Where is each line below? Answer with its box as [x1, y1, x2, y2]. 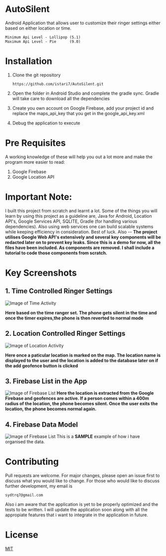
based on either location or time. [5, 25, 72, 31]
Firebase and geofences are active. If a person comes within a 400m [5, 395, 150, 401]
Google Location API [12, 174, 55, 180]
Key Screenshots [5, 267, 77, 278]
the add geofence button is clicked [5, 363, 78, 369]
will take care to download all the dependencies [12, 95, 110, 101]
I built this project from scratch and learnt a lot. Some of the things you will [5, 207, 158, 214]
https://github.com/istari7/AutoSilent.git [12, 81, 104, 86]
